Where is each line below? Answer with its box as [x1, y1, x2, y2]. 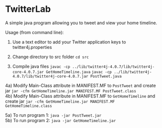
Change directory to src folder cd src [12, 53, 89, 60]
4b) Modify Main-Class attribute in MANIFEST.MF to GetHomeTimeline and [5, 93, 156, 99]
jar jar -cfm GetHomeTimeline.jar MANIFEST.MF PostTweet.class [5, 87, 137, 93]
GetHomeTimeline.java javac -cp [46, 69, 112, 75]
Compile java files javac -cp [12, 63, 71, 69]
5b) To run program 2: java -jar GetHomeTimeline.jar [5, 117, 116, 123]
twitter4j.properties [12, 44, 52, 50]
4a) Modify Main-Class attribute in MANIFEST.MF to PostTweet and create [5, 83, 156, 88]
